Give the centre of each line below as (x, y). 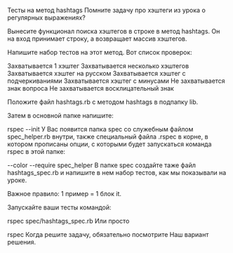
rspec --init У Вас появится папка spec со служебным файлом (100, 129)
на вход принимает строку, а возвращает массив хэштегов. (97, 39)
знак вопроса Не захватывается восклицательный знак (91, 88)
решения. (22, 242)
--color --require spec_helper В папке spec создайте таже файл (102, 165)
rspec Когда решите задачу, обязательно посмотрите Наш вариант (108, 234)
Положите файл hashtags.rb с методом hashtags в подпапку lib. (103, 102)
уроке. (17, 180)
